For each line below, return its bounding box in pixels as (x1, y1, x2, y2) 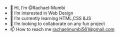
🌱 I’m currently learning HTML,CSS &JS (9, 15, 91, 21)
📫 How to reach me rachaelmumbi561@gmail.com (9, 26, 115, 32)
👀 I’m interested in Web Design (9, 10, 73, 16)
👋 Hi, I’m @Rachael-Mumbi (9, 5, 65, 10)
